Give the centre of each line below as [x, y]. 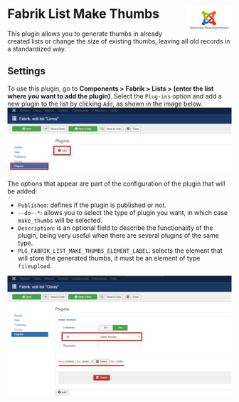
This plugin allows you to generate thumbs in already [85, 34]
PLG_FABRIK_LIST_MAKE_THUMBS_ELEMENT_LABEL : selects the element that [120, 251]
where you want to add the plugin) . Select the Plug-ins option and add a [115, 96]
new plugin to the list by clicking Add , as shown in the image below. [105, 104]
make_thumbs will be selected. [60, 221]
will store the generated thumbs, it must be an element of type [109, 258]
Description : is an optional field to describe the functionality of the [115, 228]
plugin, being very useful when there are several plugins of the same [118, 236]
